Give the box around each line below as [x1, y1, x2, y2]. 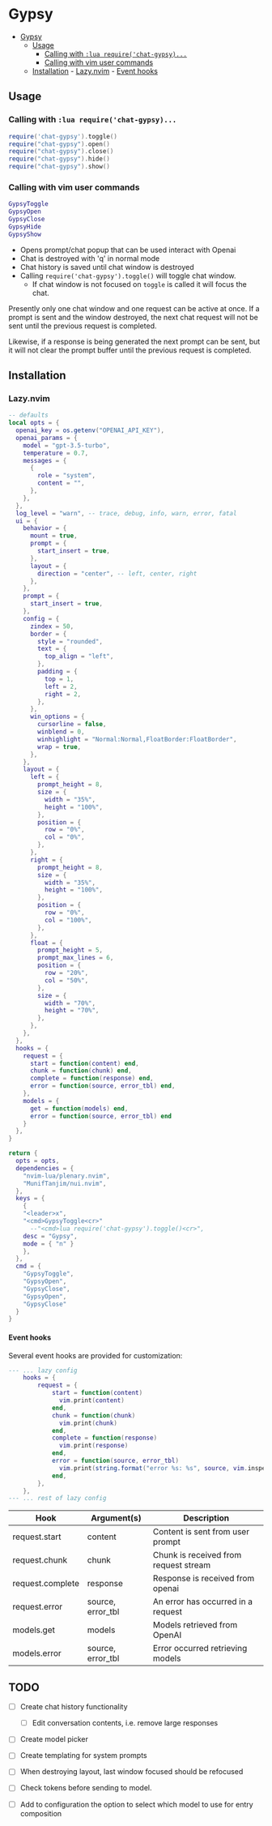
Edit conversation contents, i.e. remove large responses [32, 1718, 219, 1728]
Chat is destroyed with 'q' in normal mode [19, 253, 160, 263]
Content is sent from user [152, 1526, 249, 1537]
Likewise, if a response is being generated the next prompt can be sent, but [8, 336, 261, 346]
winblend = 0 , [37, 728, 85, 736]
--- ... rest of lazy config [8, 1495, 107, 1503]
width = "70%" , [44, 999, 96, 1007]
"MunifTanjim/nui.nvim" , [23, 1179, 107, 1187]
